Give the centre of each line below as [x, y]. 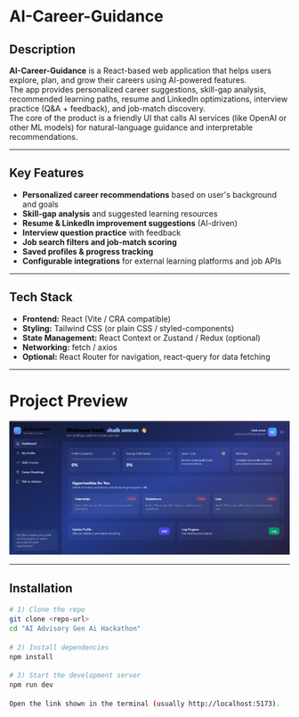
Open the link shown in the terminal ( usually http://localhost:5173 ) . [145, 704]
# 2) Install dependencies [59, 648]
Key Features [47, 173]
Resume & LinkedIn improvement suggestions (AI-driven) [129, 223]
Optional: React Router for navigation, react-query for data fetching [146, 356]
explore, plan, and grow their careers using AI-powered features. [128, 80]
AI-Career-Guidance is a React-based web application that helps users [140, 70]
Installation [41, 588]
